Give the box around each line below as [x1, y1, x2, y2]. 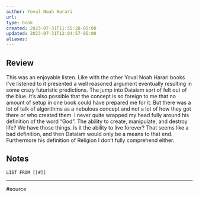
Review [6, 58, 34, 68]
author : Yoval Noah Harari [6, 8, 73, 15]
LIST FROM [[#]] [6, 169, 46, 175]
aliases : [6, 36, 28, 42]
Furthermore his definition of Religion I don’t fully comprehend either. [6, 137, 175, 144]
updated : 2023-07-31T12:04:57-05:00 [6, 31, 97, 37]
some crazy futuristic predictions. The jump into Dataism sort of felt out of [6, 86, 187, 93]
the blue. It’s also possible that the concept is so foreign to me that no [6, 92, 176, 99]
